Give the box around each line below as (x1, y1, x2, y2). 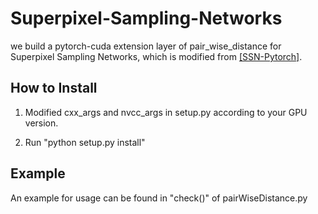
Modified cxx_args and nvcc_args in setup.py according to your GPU (24, 106, 308, 118)
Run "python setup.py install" (24, 136, 146, 148)
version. (24, 117, 59, 129)
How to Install (10, 80, 98, 97)
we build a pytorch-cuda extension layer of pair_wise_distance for (10, 40, 282, 52)
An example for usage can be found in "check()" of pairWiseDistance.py (10, 192, 308, 204)
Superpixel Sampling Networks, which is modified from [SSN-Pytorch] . (10, 50, 303, 62)
